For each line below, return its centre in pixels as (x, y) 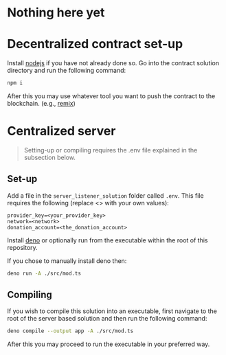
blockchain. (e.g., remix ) (41, 103)
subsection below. (49, 157)
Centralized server (61, 131)
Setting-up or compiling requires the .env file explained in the (111, 150)
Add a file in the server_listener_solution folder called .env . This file (105, 195)
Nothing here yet (56, 13)
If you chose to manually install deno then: (67, 261)
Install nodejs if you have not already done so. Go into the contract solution (113, 63)
